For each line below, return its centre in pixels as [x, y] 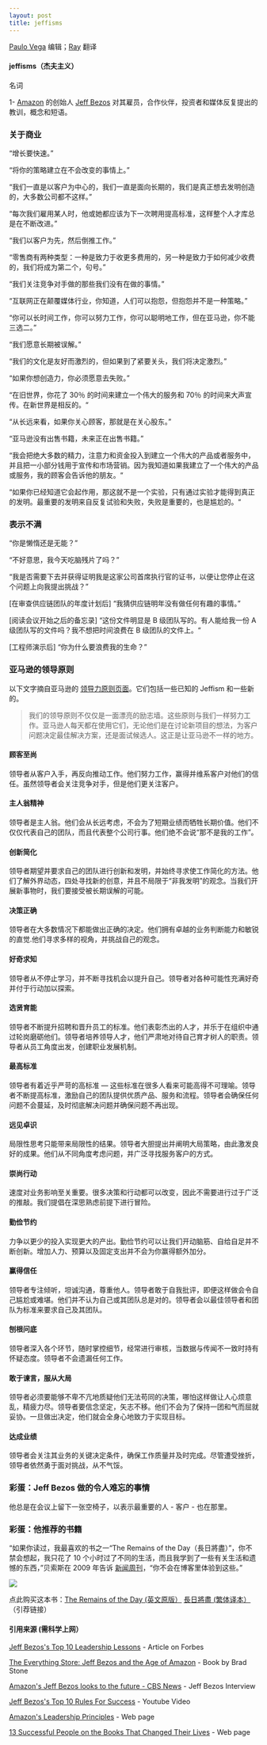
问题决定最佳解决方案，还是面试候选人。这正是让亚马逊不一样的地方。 [143, 735]
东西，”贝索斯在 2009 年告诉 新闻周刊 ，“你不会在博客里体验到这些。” [133, 1568]
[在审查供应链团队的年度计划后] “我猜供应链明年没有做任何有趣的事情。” [125, 604]
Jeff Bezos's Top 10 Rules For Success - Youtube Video [100, 1701]
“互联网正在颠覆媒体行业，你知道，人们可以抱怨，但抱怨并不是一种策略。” [128, 301]
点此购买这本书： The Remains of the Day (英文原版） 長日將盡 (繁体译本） [130, 1600]
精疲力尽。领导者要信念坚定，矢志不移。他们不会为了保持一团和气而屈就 [141, 1407]
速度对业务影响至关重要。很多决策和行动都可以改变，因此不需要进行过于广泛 [134, 1193]
